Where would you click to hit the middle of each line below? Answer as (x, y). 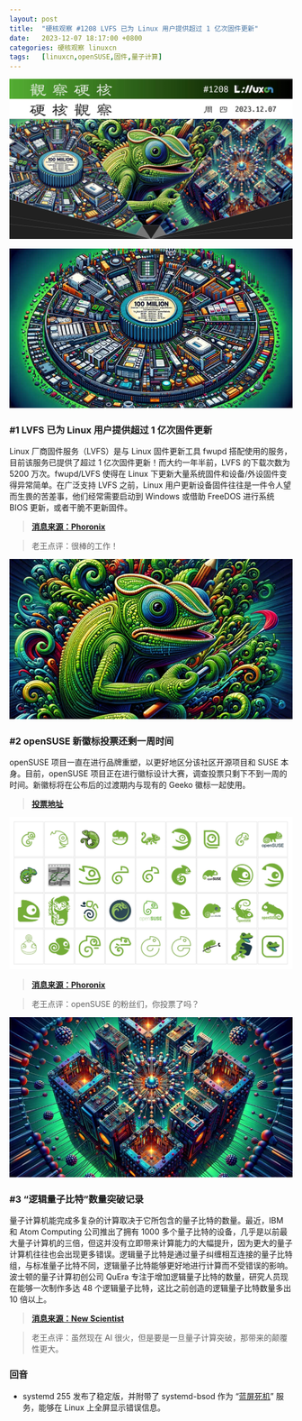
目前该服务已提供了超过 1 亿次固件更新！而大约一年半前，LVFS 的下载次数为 (150, 463)
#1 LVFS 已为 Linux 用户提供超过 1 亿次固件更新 (111, 430)
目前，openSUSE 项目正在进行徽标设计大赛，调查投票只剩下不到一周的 (156, 774)
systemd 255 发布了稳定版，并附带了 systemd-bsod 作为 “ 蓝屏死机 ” (148, 1396)
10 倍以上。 (31, 1299)
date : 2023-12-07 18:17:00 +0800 (76, 38)
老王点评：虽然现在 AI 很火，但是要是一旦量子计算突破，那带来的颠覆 (160, 1338)
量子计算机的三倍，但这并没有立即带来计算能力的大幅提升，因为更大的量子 (155, 1243)
